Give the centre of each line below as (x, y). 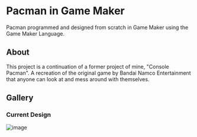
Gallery (20, 98)
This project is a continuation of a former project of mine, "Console (88, 66)
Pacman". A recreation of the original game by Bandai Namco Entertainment (98, 73)
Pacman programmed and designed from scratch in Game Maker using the (97, 27)
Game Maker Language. (35, 33)
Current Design (29, 115)
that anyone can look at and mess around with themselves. (78, 79)
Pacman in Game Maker (66, 11)
